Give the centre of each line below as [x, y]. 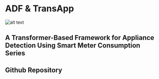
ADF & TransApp [40, 9]
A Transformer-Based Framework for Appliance [80, 38]
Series [15, 53]
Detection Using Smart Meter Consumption [73, 46]
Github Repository [34, 70]
